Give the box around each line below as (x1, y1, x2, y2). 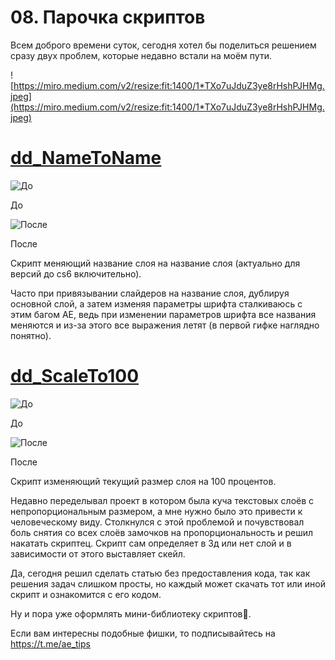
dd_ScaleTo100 (10, 365, 140, 388)
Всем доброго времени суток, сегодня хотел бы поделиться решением (10, 39, 317, 51)
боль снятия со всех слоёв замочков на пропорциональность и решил (10, 526, 314, 538)
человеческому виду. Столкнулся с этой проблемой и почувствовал (10, 516, 305, 528)
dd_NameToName (10, 147, 162, 170)
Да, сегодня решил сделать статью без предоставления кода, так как (10, 567, 311, 579)
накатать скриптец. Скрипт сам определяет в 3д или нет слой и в (10, 537, 292, 549)
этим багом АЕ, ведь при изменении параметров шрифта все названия (10, 308, 317, 320)
